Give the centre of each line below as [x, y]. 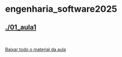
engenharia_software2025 [61, 9]
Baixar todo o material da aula [35, 49]
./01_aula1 [21, 27]
